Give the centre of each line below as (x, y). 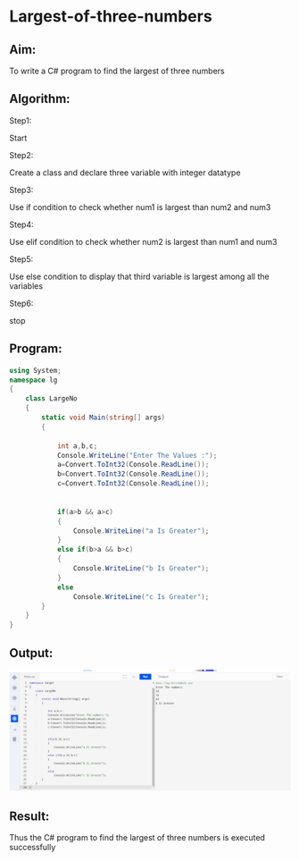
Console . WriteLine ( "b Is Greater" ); (141, 569)
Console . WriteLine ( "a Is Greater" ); (141, 531)
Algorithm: (40, 99)
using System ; (36, 370)
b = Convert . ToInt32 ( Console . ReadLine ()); (133, 474)
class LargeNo (51, 399)
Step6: (21, 303)
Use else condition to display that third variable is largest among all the (139, 276)
